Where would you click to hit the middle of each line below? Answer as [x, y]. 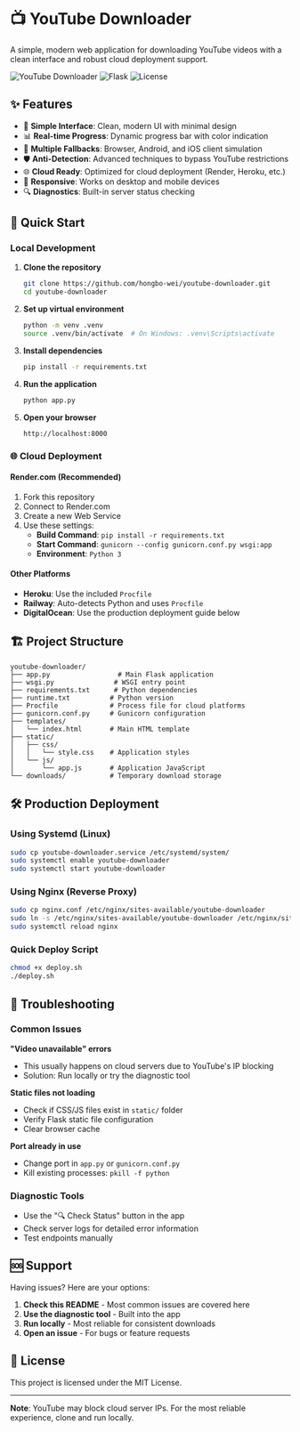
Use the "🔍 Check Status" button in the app [104, 1216]
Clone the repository [62, 267]
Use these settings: [58, 525]
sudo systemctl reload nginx [64, 927]
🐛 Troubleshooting [62, 1004]
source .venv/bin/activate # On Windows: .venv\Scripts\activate [149, 334]
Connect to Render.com [66, 506]
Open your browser [60, 417]
